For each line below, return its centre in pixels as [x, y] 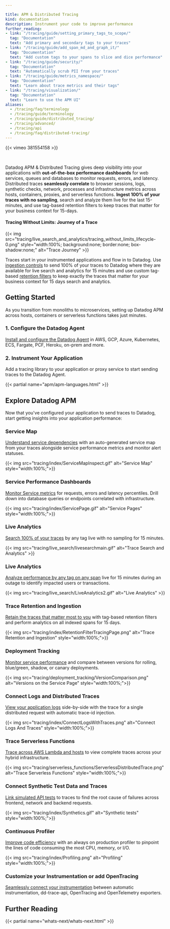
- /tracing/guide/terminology [42, 114]
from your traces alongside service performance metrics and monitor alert [83, 448]
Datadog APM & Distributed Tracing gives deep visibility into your [74, 167]
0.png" [12, 244]
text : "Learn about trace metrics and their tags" [65, 86]
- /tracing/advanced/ [33, 123]
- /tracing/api [26, 128]
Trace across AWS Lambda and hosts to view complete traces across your [83, 752]
